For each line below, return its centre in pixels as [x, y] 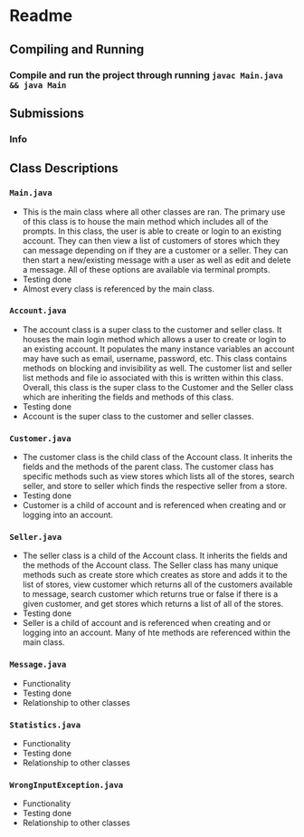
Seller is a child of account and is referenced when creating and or [147, 623]
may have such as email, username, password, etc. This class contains [155, 358]
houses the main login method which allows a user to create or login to [154, 339]
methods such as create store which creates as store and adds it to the [155, 575]
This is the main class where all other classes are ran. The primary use [154, 212]
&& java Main [38, 85]
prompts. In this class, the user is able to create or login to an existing [152, 231]
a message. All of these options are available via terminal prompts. [146, 269]
